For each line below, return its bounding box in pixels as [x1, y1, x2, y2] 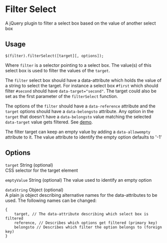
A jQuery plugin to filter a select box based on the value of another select [5, 20, 156, 26]
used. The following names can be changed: [5, 197, 97, 203]
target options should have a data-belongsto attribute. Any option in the [5, 108, 154, 114]
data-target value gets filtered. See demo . [5, 119, 93, 125]
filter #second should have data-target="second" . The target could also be [5, 88, 156, 94]
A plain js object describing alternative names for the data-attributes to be [5, 192, 157, 198]
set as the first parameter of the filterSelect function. [5, 93, 118, 99]
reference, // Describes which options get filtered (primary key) [14, 220, 157, 225]
